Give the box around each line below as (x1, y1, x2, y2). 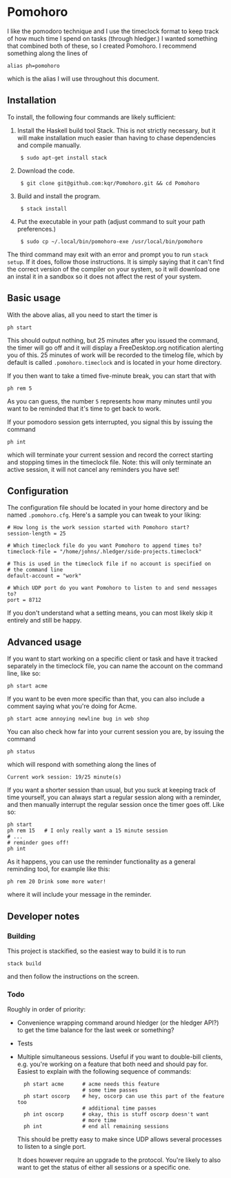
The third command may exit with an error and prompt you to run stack (7, 250, 209, 258)
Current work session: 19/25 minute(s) (7, 774, 122, 781)
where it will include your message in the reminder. (7, 891, 152, 899)
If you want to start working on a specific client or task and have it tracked (7, 654, 219, 663)
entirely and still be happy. (7, 616, 82, 625)
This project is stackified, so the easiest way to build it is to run (7, 947, 186, 955)
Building (7, 931, 36, 940)
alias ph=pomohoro (7, 62, 60, 69)
